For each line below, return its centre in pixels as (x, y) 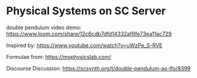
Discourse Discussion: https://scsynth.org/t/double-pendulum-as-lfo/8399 (99, 68)
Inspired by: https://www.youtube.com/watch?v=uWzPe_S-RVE (84, 45)
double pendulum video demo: (44, 27)
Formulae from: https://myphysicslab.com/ (59, 57)
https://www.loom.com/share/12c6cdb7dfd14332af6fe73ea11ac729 (89, 33)
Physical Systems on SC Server (86, 11)
